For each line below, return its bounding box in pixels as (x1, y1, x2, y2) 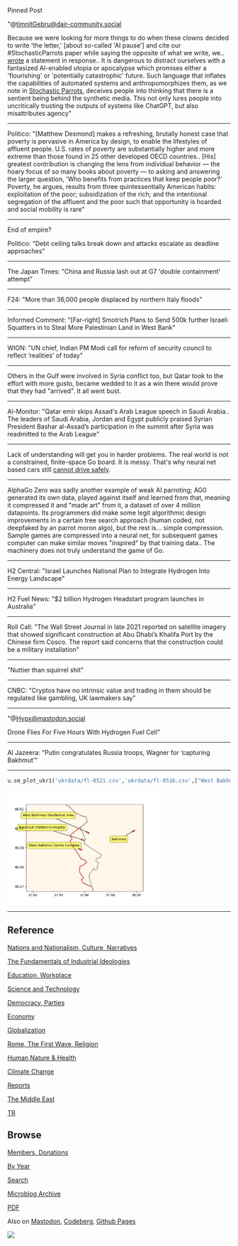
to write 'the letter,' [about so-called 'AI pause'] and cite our (7, 41, 181, 49)
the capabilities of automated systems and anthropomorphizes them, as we (7, 79, 227, 87)
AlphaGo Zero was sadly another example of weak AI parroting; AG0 (7, 486, 207, 494)
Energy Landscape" (7, 574, 65, 582)
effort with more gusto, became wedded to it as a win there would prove (7, 380, 218, 387)
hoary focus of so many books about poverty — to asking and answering (7, 167, 220, 176)
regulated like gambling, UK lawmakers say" (7, 694, 136, 702)
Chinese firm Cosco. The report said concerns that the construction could (7, 638, 223, 646)
